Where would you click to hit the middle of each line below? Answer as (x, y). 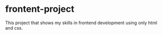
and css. (14, 28)
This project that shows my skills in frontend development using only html (81, 23)
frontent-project (40, 9)
